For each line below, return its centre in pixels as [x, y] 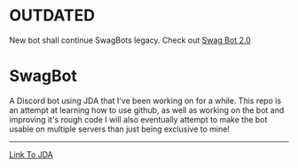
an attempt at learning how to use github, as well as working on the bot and [147, 110]
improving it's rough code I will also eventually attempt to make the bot [138, 119]
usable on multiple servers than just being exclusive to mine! [120, 129]
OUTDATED [52, 16]
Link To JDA [31, 154]
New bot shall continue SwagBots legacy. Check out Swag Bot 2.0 [130, 40]
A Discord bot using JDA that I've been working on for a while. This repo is [145, 100]
